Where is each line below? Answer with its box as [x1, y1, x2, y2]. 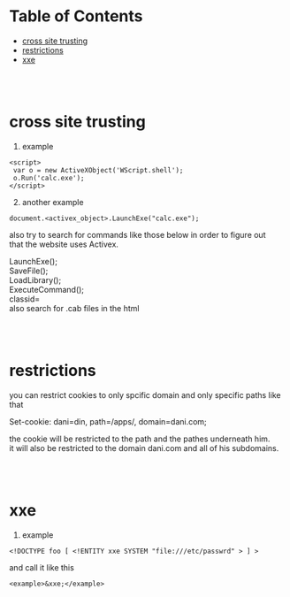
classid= [9, 294, 41, 304]
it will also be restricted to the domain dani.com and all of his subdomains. [9, 442, 279, 453]
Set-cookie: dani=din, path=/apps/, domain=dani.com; [9, 416, 208, 426]
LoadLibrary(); [9, 274, 62, 285]
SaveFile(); [9, 265, 49, 276]
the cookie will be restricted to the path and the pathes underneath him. [9, 433, 271, 444]
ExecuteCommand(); [9, 284, 85, 295]
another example [21, 196, 84, 207]
